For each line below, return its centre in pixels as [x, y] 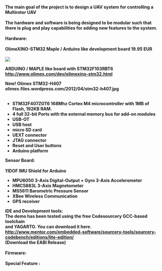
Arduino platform [30, 151]
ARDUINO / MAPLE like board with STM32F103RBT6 [59, 69]
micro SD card [27, 130]
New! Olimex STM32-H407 [33, 83]
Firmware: [16, 253]
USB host [22, 124]
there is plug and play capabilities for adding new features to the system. [81, 28]
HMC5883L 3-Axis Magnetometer [48, 186]
